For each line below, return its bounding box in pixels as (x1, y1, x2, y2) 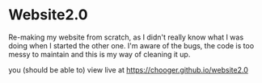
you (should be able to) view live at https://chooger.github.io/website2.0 (8, 64, 248, 74)
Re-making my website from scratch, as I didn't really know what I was (8, 32, 244, 42)
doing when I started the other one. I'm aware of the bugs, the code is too (8, 40, 255, 50)
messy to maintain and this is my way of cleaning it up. (8, 49, 191, 59)
